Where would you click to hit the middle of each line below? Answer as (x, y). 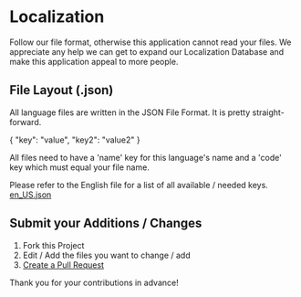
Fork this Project (53, 245)
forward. (26, 122)
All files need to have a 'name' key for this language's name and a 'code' (146, 157)
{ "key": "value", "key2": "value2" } (75, 140)
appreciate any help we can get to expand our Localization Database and (147, 51)
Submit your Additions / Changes (106, 223)
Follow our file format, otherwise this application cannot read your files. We (150, 42)
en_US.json (31, 195)
